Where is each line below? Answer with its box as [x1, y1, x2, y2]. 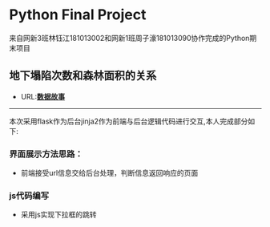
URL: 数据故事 [20, 91, 66, 101]
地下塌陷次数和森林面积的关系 [9, 69, 157, 83]
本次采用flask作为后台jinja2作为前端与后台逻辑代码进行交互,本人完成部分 [9, 116, 248, 126]
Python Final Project [9, 6, 147, 24]
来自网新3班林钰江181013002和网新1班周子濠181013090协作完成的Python [9, 33, 250, 43]
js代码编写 [9, 190, 50, 201]
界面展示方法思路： [9, 148, 83, 160]
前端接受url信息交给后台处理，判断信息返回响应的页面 [20, 168, 199, 178]
